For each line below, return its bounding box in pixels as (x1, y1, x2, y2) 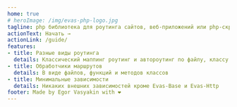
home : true (7, 10, 39, 18)
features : (7, 43, 37, 50)
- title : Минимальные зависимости (7, 75, 109, 83)
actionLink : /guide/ (7, 37, 68, 44)
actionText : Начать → (7, 30, 71, 37)
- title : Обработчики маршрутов (7, 63, 102, 70)
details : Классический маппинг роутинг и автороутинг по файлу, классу (13, 56, 229, 63)
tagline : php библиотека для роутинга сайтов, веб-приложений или (7, 23, 207, 30)
